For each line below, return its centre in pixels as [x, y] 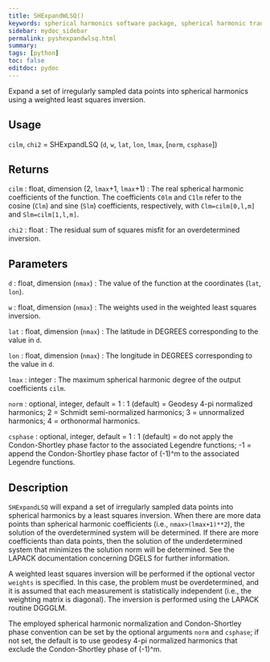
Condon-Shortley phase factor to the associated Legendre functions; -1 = [130, 445]
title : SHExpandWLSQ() [46, 16]
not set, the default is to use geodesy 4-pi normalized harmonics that [123, 641]
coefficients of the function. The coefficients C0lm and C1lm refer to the [125, 197]
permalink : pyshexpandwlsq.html [62, 38]
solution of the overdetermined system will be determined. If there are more [133, 532]
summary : [23, 46]
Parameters [38, 263]
